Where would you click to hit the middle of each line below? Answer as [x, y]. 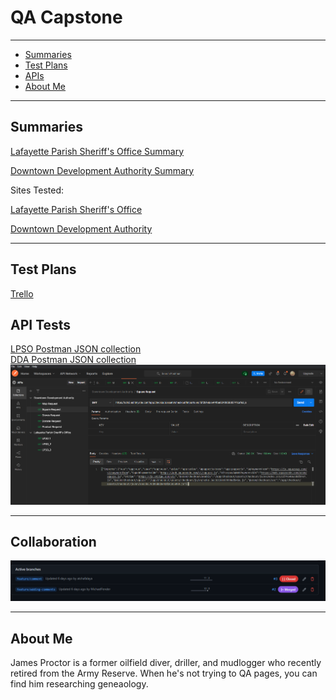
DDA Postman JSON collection [73, 360]
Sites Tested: [37, 190]
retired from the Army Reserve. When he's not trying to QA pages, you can [164, 673]
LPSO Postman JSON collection [76, 349]
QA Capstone [66, 17]
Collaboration [53, 541]
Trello [22, 293]
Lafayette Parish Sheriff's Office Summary [97, 151]
